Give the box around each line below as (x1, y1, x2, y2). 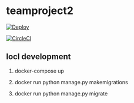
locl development (6, 51, 71, 62)
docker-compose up (14, 67, 65, 74)
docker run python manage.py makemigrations (14, 78, 128, 85)
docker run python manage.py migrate (14, 90, 108, 97)
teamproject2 (6, 4, 73, 18)
